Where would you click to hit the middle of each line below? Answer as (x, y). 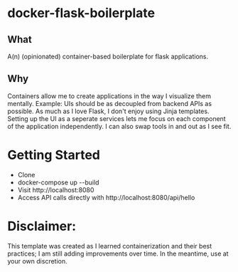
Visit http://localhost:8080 (56, 189)
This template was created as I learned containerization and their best (110, 246)
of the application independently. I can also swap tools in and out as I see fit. (119, 126)
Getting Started (54, 155)
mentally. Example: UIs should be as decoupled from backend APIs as (109, 103)
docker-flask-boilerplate (81, 13)
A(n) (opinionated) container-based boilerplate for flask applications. (108, 56)
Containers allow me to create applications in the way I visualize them (109, 96)
